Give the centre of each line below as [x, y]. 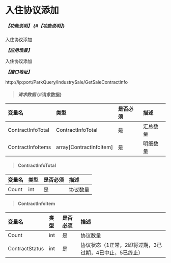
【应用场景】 [19, 50]
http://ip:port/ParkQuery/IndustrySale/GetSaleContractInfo [67, 82]
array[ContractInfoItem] [84, 147]
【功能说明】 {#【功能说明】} [35, 25]
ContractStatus [26, 248]
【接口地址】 [19, 72]
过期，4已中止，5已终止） [112, 252]
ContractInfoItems [30, 147]
